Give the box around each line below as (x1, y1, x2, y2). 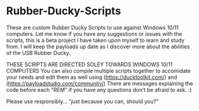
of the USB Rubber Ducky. (6, 49, 71, 56)
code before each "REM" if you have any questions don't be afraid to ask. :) (6, 86, 192, 93)
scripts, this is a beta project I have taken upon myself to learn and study (6, 36, 185, 44)
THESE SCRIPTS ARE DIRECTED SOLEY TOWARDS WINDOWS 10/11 (6, 61, 173, 68)
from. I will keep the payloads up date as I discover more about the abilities (6, 43, 190, 50)
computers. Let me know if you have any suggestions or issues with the (6, 30, 182, 37)
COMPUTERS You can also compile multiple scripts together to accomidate (6, 67, 191, 74)
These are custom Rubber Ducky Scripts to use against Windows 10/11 (6, 24, 179, 31)
